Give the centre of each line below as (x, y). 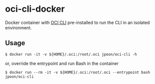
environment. (18, 27)
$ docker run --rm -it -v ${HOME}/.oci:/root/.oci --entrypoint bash (78, 72)
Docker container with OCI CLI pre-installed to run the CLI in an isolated (77, 22)
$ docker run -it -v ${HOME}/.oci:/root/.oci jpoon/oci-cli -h (71, 54)
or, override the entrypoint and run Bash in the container (62, 63)
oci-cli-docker (35, 9)
